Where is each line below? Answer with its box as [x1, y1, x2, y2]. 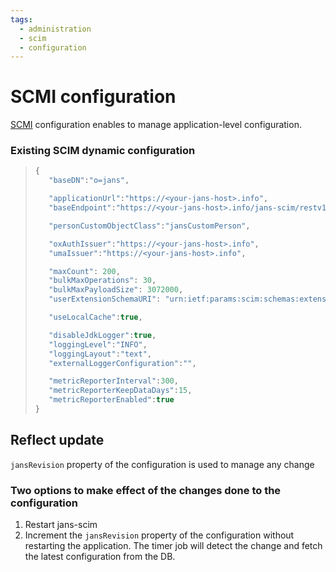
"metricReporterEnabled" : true [48, 395, 175, 405]
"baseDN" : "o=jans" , [48, 176, 130, 186]
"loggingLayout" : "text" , [48, 349, 152, 359]
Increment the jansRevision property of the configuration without [24, 529, 295, 541]
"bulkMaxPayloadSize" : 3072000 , [48, 285, 184, 295]
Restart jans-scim [24, 519, 98, 531]
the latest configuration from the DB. [24, 551, 176, 563]
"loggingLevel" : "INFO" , [48, 339, 148, 350]
